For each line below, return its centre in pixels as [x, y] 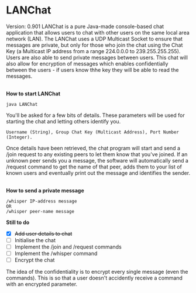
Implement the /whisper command [56, 254]
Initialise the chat [35, 240]
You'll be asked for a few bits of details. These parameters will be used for [96, 115]
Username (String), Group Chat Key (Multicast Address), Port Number [93, 132]
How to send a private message [45, 190]
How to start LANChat [33, 94]
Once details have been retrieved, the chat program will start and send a [93, 148]
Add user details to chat [43, 233]
